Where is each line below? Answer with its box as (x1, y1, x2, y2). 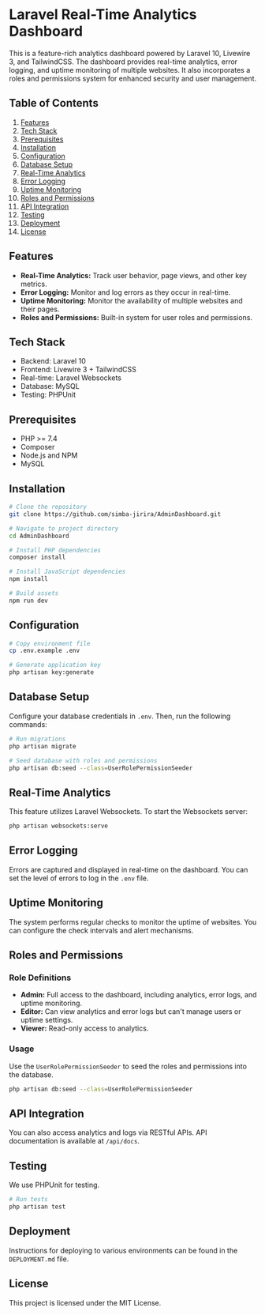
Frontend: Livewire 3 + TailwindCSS (20, 365, 136, 375)
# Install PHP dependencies (9, 546, 102, 554)
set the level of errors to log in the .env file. (9, 873, 149, 883)
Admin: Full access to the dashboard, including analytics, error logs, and (20, 990, 257, 1000)
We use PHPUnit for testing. (9, 1180, 100, 1190)
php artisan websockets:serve (9, 822, 109, 831)
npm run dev (9, 597, 48, 605)
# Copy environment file (9, 639, 91, 647)
